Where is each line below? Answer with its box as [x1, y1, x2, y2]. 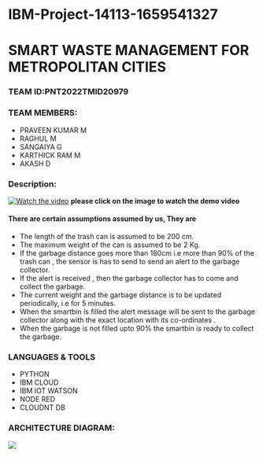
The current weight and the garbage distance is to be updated [19, 290, 222, 300]
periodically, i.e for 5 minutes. [19, 299, 117, 308]
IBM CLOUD [19, 378, 59, 387]
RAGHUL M [19, 134, 57, 143]
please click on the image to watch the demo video [70, 196, 240, 205]
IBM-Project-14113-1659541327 [8, 6, 218, 24]
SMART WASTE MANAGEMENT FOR [8, 42, 250, 60]
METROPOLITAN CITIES [8, 58, 167, 76]
